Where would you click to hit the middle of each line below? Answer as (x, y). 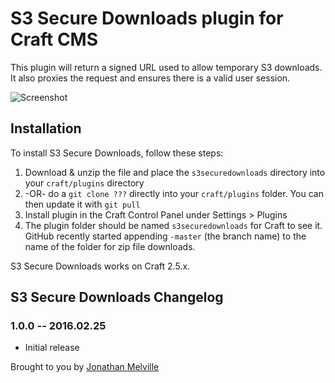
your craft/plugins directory (84, 183)
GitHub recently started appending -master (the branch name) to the (165, 236)
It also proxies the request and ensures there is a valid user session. (150, 78)
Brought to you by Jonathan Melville (85, 367)
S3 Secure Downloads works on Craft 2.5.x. (100, 266)
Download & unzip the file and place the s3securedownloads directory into (175, 172)
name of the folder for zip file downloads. (110, 246)
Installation (46, 128)
